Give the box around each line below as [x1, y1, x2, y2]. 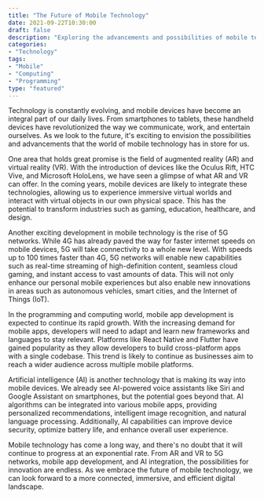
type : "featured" [8, 84, 65, 93]
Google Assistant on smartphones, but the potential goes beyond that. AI [8, 392, 244, 401]
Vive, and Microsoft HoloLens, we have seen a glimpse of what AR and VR [8, 171, 249, 180]
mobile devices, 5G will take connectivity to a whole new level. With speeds [8, 245, 253, 254]
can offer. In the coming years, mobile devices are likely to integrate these [8, 180, 247, 189]
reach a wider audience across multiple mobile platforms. [8, 360, 194, 370]
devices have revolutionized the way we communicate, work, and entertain [8, 122, 251, 132]
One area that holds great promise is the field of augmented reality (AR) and [8, 155, 254, 164]
